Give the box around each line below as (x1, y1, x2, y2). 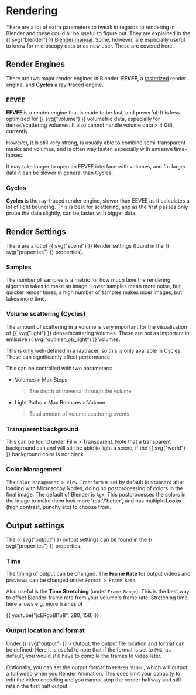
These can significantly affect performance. (6, 353, 112, 360)
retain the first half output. (6, 682, 69, 689)
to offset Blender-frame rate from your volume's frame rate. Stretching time (6, 594, 188, 601)
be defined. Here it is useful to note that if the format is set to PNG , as (6, 646, 171, 653)
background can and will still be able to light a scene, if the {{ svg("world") (6, 444, 186, 451)
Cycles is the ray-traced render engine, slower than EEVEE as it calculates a (6, 197, 190, 204)
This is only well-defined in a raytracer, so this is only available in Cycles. (6, 347, 183, 354)
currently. (6, 128, 29, 135)
